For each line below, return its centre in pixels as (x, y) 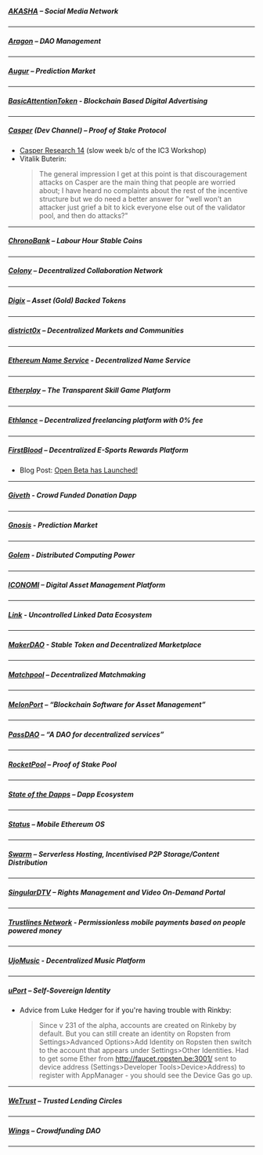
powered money (35, 931)
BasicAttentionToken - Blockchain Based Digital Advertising (108, 100)
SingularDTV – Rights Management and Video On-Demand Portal (117, 892)
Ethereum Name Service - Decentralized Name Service (99, 360)
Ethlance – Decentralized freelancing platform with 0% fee (106, 421)
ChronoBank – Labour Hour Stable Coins (76, 241)
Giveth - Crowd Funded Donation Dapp (72, 495)
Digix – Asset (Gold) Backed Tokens (67, 301)
